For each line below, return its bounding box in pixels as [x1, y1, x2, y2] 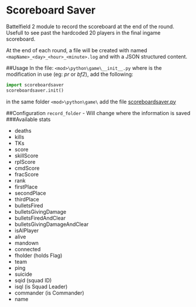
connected [14, 245, 41, 252]
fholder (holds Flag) [14, 252, 63, 259]
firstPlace [14, 183, 38, 190]
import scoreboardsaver [6, 82, 64, 88]
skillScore [14, 152, 39, 159]
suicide [14, 271, 32, 278]
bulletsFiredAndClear [14, 214, 66, 221]
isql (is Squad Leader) [14, 283, 68, 290]
